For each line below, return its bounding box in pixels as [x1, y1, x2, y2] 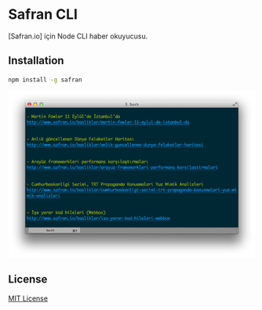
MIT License [8, 294, 49, 303]
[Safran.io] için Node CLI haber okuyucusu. [8, 31, 148, 41]
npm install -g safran [8, 76, 82, 84]
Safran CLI [8, 5, 78, 23]
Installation [8, 54, 64, 67]
